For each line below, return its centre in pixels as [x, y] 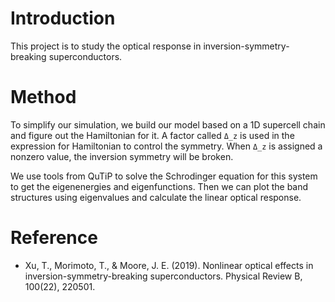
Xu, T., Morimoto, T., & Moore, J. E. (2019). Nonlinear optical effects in [169, 265]
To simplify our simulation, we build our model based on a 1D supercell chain [168, 124]
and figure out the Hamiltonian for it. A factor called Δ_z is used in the [152, 135]
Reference [54, 238]
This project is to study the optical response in [106, 46]
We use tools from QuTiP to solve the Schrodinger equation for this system [164, 176]
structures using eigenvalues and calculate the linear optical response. [156, 197]
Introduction [63, 18]
